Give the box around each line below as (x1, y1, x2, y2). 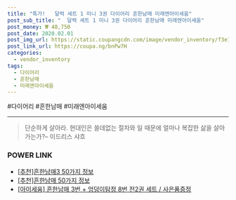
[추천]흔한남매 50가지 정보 (17, 176, 90, 185)
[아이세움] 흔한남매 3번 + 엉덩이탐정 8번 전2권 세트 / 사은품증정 (17, 185, 192, 193)
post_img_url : (7, 36, 49, 44)
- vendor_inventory (13, 56, 71, 63)
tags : (7, 62, 23, 69)
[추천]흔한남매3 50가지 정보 (17, 167, 94, 175)
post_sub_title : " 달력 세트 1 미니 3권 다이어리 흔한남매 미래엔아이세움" (7, 17, 205, 24)
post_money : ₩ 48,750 (7, 23, 71, 30)
